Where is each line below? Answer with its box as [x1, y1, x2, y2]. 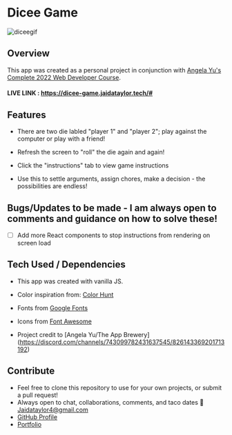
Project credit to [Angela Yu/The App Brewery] [17, 330, 150, 338]
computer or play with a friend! [17, 134, 106, 143]
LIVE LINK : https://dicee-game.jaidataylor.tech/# [7, 89, 153, 97]
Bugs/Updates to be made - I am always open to [7, 202, 217, 214]
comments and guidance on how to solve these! [7, 212, 217, 225]
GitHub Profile [17, 412, 57, 421]
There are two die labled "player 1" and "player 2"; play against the [17, 128, 207, 136]
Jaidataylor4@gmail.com [17, 405, 88, 414]
